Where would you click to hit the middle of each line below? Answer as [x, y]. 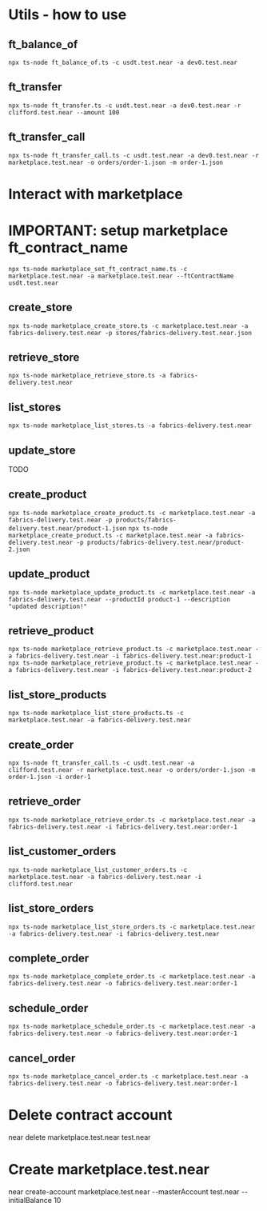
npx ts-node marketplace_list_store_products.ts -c [96, 713]
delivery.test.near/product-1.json [68, 528]
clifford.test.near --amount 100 [64, 112]
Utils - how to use [68, 15]
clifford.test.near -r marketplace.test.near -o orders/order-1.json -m [132, 770]
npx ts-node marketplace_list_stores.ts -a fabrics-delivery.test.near [130, 426]
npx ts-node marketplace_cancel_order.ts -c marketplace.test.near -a [128, 1076]
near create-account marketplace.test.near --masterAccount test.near [124, 1191]
